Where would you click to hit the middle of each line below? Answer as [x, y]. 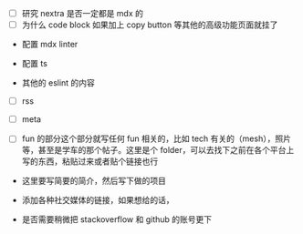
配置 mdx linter [50, 45]
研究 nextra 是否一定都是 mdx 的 [82, 13]
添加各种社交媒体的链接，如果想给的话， [98, 200]
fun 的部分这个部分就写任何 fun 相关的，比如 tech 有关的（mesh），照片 [156, 138]
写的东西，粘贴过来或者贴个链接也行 [90, 161]
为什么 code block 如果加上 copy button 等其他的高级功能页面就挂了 [150, 25]
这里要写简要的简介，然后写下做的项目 [94, 181]
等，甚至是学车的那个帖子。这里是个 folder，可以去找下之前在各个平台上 [158, 150]
